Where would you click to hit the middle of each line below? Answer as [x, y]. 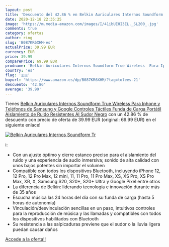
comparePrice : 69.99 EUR [31, 61]
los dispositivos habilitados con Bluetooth [56, 218]
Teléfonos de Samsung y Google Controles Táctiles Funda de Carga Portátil [83, 109]
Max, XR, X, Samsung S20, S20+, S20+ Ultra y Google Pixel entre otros [86, 181]
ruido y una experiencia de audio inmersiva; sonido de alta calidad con [86, 160]
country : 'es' [20, 71]
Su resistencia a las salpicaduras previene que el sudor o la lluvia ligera [86, 224]
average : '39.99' [23, 89]
